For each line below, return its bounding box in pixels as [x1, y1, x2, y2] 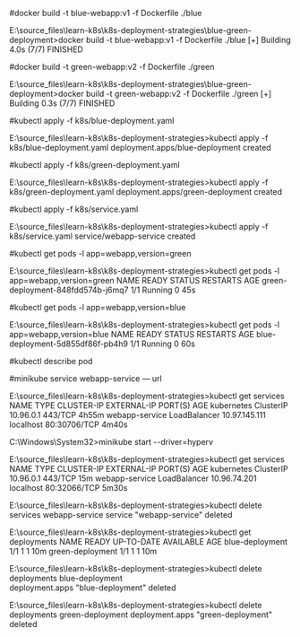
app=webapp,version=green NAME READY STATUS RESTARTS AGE [9, 275, 261, 285]
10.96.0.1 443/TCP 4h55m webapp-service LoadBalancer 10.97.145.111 [9, 410, 267, 420]
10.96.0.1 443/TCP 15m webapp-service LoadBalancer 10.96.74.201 [9, 473, 257, 484]
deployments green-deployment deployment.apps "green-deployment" [9, 609, 273, 620]
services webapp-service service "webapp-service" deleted [9, 510, 233, 519]
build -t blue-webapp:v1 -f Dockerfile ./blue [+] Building [85, 35, 291, 45]
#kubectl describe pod [9, 356, 93, 366]
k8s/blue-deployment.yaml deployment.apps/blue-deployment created [9, 143, 271, 153]
